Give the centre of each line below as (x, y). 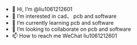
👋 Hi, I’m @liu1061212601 (42, 9)
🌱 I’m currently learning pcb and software (63, 23)
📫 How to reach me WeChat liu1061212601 (64, 36)
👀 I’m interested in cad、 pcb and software (64, 16)
